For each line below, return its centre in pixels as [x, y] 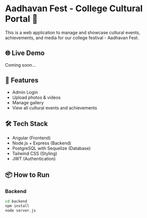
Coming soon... [20, 65]
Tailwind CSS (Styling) [35, 154]
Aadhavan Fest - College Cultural [74, 9]
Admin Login [25, 92]
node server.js [21, 210]
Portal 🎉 [22, 19]
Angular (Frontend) [31, 138]
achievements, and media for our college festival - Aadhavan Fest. [72, 38]
